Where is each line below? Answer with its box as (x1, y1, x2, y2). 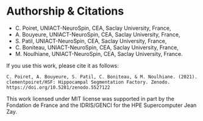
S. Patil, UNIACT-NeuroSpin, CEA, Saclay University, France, (15, 37, 167, 44)
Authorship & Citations (6, 4, 124, 18)
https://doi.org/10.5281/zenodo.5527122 (6, 84, 111, 91)
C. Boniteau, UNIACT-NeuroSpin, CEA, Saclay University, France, (15, 44, 179, 51)
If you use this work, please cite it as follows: (6, 62, 119, 69)
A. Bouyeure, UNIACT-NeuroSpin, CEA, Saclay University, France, (15, 30, 181, 38)
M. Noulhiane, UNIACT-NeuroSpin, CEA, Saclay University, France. (15, 50, 183, 57)
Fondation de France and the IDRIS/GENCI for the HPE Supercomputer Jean (6, 102, 197, 109)
